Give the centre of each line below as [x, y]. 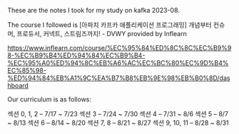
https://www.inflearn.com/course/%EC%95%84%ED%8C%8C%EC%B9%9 [119, 48]
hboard [18, 85]
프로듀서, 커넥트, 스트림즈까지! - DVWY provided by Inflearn [102, 34]
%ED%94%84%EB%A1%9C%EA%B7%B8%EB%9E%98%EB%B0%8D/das [119, 78]
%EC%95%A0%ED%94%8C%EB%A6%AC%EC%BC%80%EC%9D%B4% [118, 63]
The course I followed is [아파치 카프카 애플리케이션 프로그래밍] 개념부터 [110, 25]
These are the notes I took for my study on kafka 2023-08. [94, 10]
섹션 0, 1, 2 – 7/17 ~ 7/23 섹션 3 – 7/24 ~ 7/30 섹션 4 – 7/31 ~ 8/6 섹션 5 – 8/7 [118, 114]
